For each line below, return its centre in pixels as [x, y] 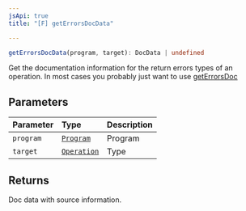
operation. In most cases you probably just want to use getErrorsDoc [123, 77]
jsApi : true [28, 16]
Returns [29, 180]
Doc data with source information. [65, 200]
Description [130, 124]
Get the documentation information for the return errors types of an [121, 68]
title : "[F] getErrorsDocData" [61, 23]
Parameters [38, 102]
